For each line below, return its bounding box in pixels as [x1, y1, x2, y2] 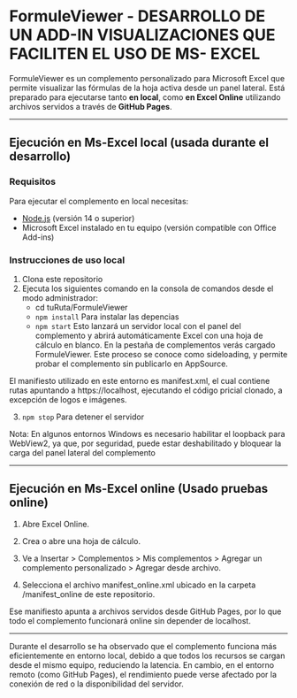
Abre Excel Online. [21, 518, 90, 529]
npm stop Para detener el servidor [21, 411, 144, 422]
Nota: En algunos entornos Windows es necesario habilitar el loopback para [9, 428, 286, 439]
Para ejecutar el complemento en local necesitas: [9, 196, 189, 206]
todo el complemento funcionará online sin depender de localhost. [9, 615, 252, 625]
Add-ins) [21, 232, 55, 242]
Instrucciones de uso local [9, 254, 126, 266]
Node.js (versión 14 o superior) [21, 212, 135, 223]
